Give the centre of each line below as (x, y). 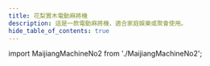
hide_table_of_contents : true (59, 31)
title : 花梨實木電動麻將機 (48, 16)
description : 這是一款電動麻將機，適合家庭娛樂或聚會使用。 (98, 23)
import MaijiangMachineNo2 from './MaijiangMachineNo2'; (105, 54)
